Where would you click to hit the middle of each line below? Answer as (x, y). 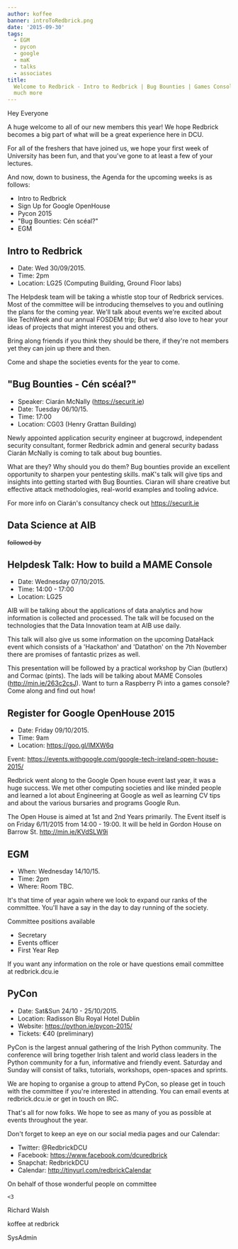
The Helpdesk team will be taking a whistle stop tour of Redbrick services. (116, 297)
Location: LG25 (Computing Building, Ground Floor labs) (100, 283)
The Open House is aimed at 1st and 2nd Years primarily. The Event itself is (117, 817)
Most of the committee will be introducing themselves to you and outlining (115, 304)
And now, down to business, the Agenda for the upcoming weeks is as (110, 177)
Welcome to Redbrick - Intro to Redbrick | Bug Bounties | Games (112, 87)
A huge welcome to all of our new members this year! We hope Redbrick (113, 127)
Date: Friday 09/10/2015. (53, 730)
